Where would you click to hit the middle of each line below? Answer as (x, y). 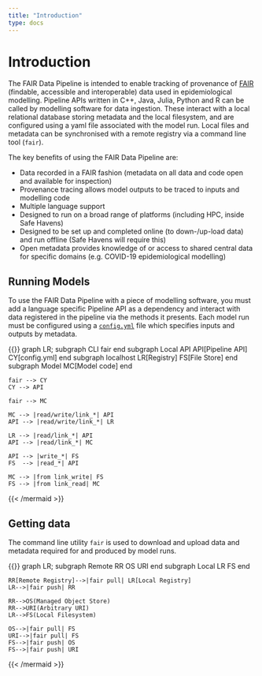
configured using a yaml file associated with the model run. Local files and (129, 125)
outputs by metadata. (42, 334)
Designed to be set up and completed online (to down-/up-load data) (131, 232)
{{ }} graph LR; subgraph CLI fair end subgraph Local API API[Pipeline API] (128, 349)
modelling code (45, 198)
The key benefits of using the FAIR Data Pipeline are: (93, 158)
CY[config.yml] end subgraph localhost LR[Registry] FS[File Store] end (123, 358)
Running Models (49, 281)
